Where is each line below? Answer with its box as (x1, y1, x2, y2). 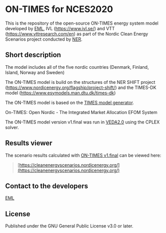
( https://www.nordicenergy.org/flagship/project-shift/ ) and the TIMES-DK (5, 84, 156, 90)
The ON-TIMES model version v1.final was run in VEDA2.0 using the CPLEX (5, 119, 160, 125)
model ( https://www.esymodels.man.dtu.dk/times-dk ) (5, 89, 116, 96)
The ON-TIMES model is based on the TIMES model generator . (5, 99, 134, 105)
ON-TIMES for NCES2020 (5, 4, 113, 15)
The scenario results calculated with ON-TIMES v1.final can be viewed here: (5, 152, 161, 158)
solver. (5, 124, 19, 130)
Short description (5, 51, 61, 59)
